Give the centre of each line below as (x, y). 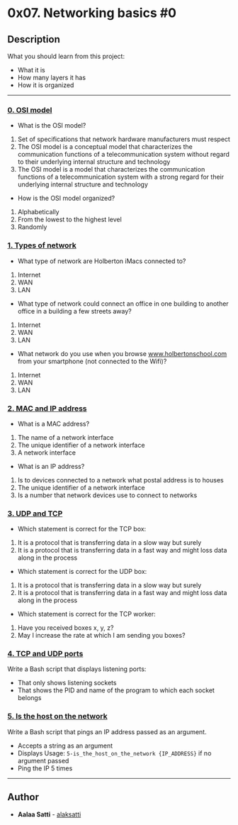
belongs (29, 698)
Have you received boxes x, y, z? (66, 628)
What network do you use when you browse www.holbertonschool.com (122, 353)
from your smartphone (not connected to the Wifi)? (92, 361)
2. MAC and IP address (47, 408)
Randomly (32, 227)
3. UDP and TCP (35, 514)
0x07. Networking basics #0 (92, 13)
